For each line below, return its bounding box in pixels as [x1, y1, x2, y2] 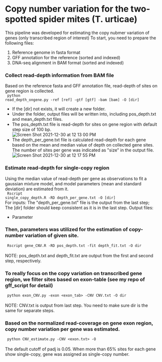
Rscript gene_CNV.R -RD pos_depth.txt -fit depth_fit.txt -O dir [7, 243, 142, 248]
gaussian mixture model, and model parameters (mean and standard [5, 181, 142, 186]
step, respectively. [5, 258, 42, 263]
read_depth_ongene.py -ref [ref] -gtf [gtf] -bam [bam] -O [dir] [5, 98, 139, 102]
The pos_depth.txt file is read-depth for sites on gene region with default [12, 121, 157, 127]
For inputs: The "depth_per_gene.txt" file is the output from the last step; [5, 199, 150, 205]
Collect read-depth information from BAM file [5, 72, 114, 79]
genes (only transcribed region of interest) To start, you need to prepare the [5, 35, 156, 41]
